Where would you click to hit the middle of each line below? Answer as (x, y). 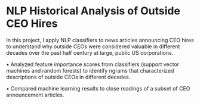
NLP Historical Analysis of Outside (93, 11)
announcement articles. (35, 95)
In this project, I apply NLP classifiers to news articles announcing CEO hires (100, 40)
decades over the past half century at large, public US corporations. (90, 52)
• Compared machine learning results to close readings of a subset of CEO (98, 88)
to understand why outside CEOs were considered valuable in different (93, 46)
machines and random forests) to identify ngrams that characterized (90, 70)
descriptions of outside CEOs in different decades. (68, 77)
